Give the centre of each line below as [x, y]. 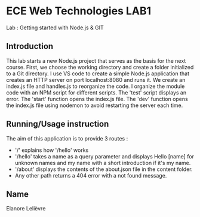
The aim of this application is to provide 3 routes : [67, 138]
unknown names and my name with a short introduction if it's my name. [103, 163]
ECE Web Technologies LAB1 [79, 11]
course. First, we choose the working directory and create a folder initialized [100, 67]
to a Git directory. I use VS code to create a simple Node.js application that [98, 74]
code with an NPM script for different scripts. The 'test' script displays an [96, 92]
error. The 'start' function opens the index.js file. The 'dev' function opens [97, 99]
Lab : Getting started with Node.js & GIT [55, 27]
